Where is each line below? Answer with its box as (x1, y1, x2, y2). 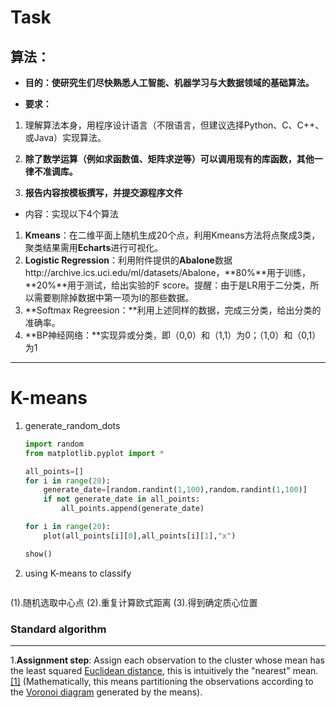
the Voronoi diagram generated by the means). (10, 686, 203, 698)
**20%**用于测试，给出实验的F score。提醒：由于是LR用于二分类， (24, 279, 311, 291)
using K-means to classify (24, 567, 132, 579)
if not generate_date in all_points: (43, 494, 201, 505)
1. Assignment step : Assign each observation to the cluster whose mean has (10, 654, 325, 666)
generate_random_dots (24, 419, 121, 431)
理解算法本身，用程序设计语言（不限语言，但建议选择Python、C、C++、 (24, 119, 325, 131)
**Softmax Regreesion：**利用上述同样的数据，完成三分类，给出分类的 (24, 304, 322, 316)
